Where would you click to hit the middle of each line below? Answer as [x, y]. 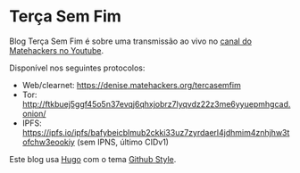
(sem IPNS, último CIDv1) [123, 142]
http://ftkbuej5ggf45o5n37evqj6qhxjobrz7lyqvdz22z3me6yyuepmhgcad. [156, 103]
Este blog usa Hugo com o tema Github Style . [93, 159]
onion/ [34, 113]
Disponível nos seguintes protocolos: [77, 68]
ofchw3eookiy [49, 142]
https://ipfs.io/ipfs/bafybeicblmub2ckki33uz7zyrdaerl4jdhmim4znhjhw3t [156, 132]
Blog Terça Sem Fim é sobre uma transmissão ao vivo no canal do [131, 41]
